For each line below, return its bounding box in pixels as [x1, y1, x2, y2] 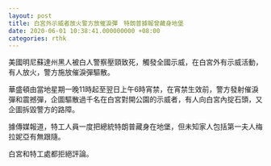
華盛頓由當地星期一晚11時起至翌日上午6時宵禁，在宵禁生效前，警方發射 [8, 85, 245, 94]
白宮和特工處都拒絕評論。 [8, 149, 94, 159]
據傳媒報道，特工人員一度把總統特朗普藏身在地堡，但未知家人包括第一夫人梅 [8, 122, 263, 131]
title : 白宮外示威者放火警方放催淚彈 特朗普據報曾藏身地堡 [8, 19, 184, 27]
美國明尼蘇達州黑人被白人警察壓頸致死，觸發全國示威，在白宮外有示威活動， [8, 57, 263, 67]
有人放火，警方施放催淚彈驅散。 [8, 68, 115, 77]
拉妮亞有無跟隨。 [8, 132, 65, 142]
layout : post [8, 11, 52, 20]
